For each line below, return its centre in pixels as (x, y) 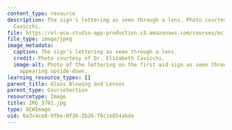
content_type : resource (41, 13)
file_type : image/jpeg (40, 39)
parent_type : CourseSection (48, 90)
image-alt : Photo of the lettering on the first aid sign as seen (111, 65)
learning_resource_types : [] (49, 77)
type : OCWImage (29, 109)
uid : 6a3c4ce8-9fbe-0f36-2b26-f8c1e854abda (71, 116)
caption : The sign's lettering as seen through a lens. (95, 52)
